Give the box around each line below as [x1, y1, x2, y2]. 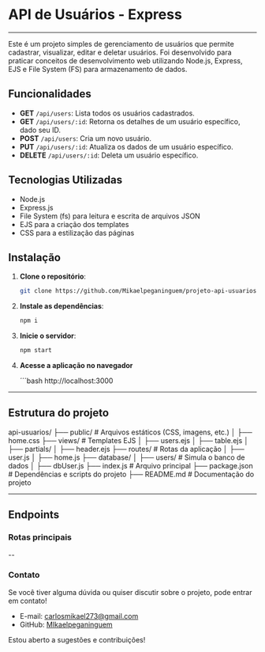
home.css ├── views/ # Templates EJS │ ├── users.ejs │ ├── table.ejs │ [8, 435, 249, 445]
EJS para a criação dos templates [19, 219, 129, 229]
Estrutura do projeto [8, 406, 109, 420]
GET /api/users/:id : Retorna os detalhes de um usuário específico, [19, 116, 241, 126]
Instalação [8, 251, 62, 264]
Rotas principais [8, 532, 73, 543]
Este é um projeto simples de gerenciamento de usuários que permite [8, 39, 234, 48]
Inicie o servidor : [19, 331, 77, 341]
